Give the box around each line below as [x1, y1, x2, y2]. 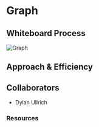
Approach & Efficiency [6, 62, 93, 72]
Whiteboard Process [6, 28, 86, 38]
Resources [6, 114, 39, 123]
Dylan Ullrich [15, 99, 47, 106]
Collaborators [6, 82, 60, 93]
